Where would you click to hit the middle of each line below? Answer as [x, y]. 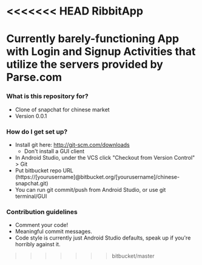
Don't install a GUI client [54, 151]
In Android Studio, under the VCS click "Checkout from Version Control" [105, 157]
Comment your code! [42, 225]
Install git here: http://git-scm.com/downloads [72, 145]
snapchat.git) [32, 183]
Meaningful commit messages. [53, 232]
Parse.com [34, 77]
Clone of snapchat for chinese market [62, 110]
